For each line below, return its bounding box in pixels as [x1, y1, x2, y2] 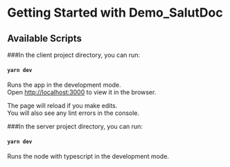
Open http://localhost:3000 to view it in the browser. [7, 88, 157, 96]
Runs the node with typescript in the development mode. [7, 152, 170, 161]
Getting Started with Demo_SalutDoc [7, 5, 223, 21]
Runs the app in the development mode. [7, 81, 121, 89]
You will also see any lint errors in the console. [7, 109, 140, 117]
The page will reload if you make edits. [7, 102, 118, 110]
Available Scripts [7, 33, 82, 44]
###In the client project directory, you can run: [7, 51, 141, 59]
